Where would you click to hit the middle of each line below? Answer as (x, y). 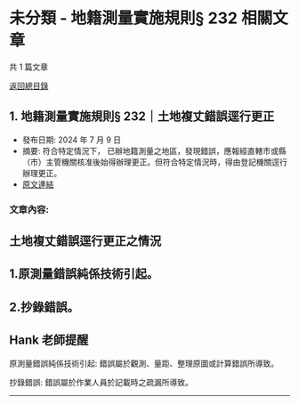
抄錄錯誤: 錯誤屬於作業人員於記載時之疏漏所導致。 (101, 382)
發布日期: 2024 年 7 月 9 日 (72, 140)
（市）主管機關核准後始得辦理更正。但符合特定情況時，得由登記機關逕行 (154, 162)
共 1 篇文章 (29, 67)
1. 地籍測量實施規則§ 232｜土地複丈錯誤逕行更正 (142, 117)
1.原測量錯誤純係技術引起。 (84, 274)
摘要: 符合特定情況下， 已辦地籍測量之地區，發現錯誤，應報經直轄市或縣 (154, 150)
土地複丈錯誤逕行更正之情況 (85, 241)
